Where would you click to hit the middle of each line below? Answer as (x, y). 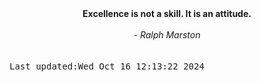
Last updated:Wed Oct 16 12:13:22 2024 (107, 66)
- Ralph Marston (167, 35)
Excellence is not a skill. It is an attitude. (167, 13)
